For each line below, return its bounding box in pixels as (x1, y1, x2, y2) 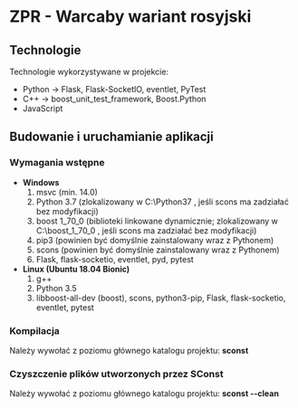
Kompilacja (9, 324, 61, 337)
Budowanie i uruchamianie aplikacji (9, 129, 215, 145)
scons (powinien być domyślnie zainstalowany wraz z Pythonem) (35, 244, 280, 255)
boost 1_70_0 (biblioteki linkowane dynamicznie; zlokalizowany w (35, 215, 279, 226)
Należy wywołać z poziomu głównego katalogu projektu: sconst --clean (9, 388, 279, 399)
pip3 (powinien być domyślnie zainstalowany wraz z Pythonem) (35, 234, 274, 245)
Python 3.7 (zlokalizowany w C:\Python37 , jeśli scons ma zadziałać (35, 196, 290, 207)
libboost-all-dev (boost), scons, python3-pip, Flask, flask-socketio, (35, 292, 286, 303)
